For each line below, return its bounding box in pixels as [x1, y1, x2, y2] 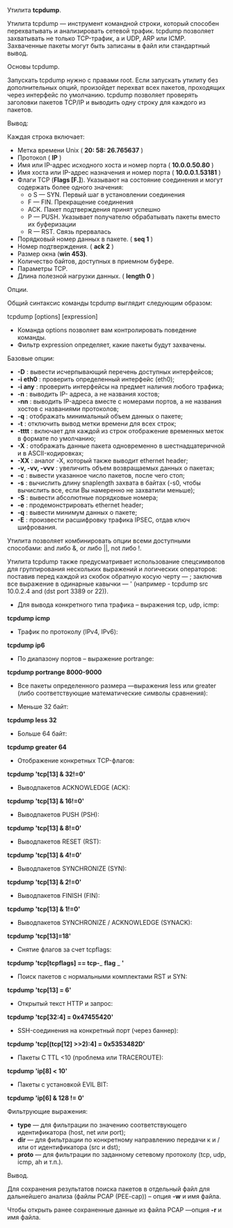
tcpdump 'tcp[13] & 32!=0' [7, 770, 86, 778]
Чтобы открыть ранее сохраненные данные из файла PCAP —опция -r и [7, 1206, 223, 1214]
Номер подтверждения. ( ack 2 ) [17, 242, 114, 250]
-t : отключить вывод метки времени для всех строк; [17, 419, 177, 428]
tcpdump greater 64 [7, 743, 67, 751]
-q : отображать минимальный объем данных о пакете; [17, 412, 183, 420]
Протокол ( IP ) [17, 153, 62, 162]
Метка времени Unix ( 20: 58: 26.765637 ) [17, 146, 144, 154]
